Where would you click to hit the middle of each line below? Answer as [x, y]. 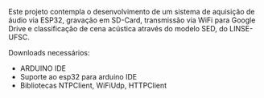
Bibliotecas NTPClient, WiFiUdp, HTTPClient [93, 85]
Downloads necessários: [49, 53]
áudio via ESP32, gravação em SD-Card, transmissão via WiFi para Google [132, 20]
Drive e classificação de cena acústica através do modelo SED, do [118, 29]
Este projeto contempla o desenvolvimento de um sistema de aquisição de [132, 12]
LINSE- [241, 29]
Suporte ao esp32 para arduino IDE [78, 77]
